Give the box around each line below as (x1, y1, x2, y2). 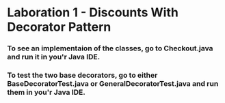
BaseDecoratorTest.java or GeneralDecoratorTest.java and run (7, 79, 219, 89)
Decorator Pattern (7, 19, 111, 35)
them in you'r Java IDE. (7, 87, 85, 97)
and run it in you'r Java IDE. (7, 53, 101, 62)
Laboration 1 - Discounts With (7, 5, 179, 20)
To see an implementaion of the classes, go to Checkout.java (7, 44, 213, 53)
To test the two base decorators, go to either (7, 70, 158, 80)
